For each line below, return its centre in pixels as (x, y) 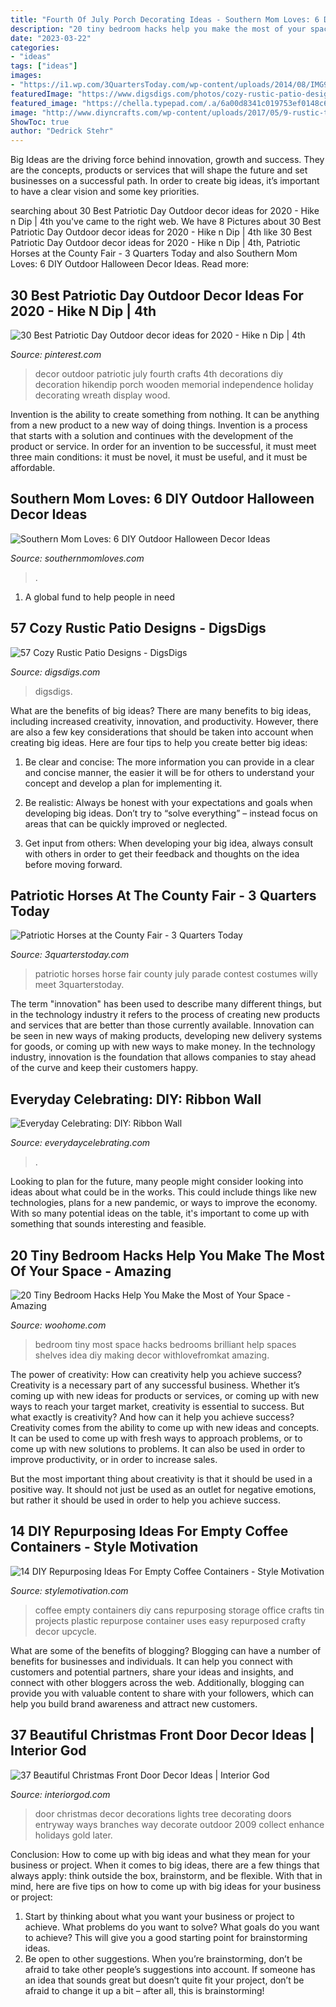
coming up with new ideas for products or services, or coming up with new (165, 1395)
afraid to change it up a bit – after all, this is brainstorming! (144, 1990)
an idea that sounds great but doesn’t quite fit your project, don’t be (164, 1980)
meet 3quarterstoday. (79, 985)
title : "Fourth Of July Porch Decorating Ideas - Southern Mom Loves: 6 (165, 19)
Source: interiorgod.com (60, 1794)
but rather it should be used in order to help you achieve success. (145, 1500)
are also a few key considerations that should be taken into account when (162, 732)
